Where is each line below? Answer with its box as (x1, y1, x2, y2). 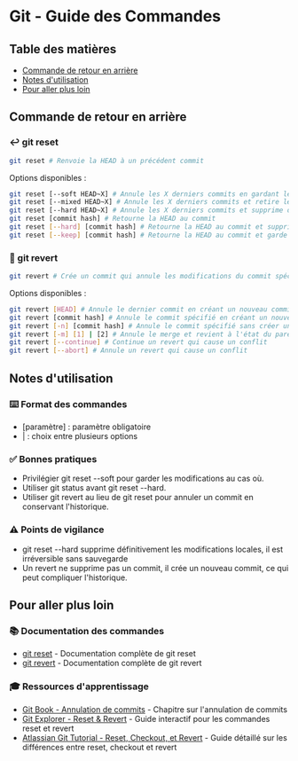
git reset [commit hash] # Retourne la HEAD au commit (9, 215, 216, 224)
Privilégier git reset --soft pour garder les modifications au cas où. (21, 473, 264, 484)
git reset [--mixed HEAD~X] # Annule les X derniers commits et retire (9, 198, 279, 207)
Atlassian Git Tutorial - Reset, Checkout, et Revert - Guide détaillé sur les (21, 732, 288, 742)
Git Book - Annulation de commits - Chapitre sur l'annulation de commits (21, 703, 288, 715)
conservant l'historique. (21, 501, 109, 512)
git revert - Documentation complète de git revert (21, 658, 202, 669)
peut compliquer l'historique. (21, 572, 128, 583)
